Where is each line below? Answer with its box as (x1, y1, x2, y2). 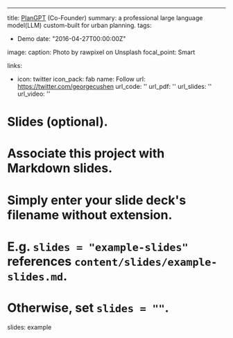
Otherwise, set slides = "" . (7, 300, 169, 316)
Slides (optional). (7, 114, 109, 130)
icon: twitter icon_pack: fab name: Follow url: (17, 75, 146, 83)
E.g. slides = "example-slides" (7, 239, 189, 254)
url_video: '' (17, 90, 51, 98)
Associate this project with (7, 146, 165, 162)
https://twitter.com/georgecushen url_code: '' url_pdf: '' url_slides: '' (17, 83, 212, 90)
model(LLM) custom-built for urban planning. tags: (7, 22, 152, 29)
